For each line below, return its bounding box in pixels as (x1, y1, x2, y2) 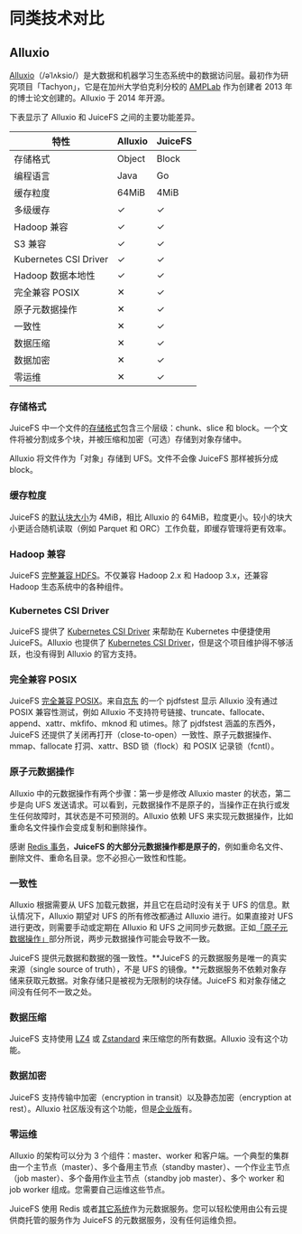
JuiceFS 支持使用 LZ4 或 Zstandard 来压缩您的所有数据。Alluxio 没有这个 (9, 1033, 280, 1044)
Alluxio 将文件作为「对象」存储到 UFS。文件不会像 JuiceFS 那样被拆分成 (9, 453, 279, 464)
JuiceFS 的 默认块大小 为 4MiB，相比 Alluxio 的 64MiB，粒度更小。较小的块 (9, 512, 286, 523)
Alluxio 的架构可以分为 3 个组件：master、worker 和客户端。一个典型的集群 (9, 1150, 289, 1161)
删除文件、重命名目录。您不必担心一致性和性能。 (9, 852, 191, 863)
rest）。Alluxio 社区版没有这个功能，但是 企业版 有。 (9, 1103, 197, 1114)
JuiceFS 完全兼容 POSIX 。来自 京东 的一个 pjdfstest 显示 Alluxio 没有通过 (9, 695, 279, 706)
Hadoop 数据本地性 (14, 269, 96, 281)
